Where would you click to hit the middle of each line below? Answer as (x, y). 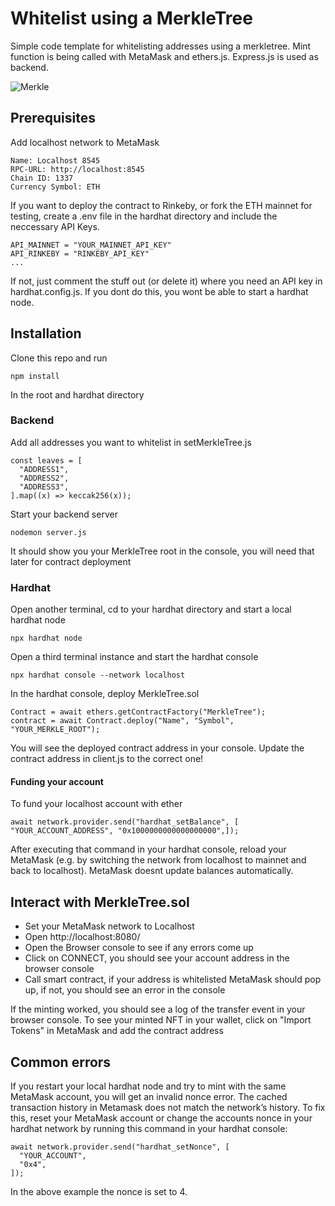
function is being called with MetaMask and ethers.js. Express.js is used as (164, 56)
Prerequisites (53, 118)
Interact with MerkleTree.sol (100, 902)
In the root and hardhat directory (77, 394)
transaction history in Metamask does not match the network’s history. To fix (168, 1107)
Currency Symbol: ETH (55, 187)
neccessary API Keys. (55, 226)
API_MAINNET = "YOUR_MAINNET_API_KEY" (91, 245)
